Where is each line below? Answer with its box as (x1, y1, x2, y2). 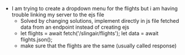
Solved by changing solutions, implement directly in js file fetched (20, 18, 180, 24)
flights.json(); (20, 36, 53, 43)
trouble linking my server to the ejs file (11, 11, 104, 18)
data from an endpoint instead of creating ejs (20, 23, 130, 30)
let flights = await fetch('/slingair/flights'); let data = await (20, 30, 159, 37)
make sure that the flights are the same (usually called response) (20, 42, 177, 49)
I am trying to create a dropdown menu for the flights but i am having (11, 5, 178, 12)
